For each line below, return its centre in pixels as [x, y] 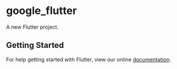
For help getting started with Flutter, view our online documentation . [88, 59]
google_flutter [42, 11]
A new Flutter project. [32, 27]
